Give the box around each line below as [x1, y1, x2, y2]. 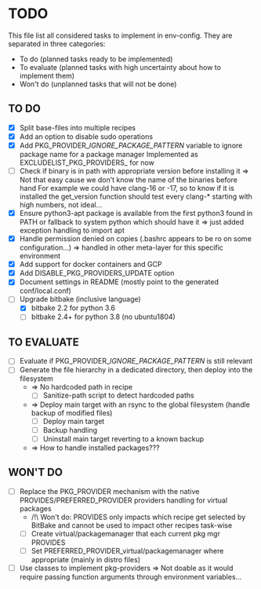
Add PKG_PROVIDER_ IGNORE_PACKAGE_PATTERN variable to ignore [19, 141, 243, 150]
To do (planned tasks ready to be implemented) [19, 54, 173, 64]
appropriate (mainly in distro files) [31, 554, 141, 564]
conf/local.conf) [19, 286, 72, 295]
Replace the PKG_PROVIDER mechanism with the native [19, 486, 200, 496]
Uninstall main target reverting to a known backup [42, 434, 205, 444]
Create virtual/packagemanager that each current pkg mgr [31, 529, 221, 538]
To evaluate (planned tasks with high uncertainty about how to [19, 62, 222, 71]
